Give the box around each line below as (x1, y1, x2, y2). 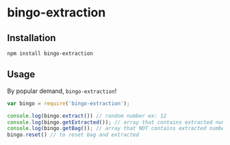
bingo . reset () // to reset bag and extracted (7, 131, 139, 138)
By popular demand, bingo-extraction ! (7, 87, 117, 95)
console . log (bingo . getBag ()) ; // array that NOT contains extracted (7, 125, 207, 132)
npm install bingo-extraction (7, 50, 94, 57)
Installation (7, 32, 56, 44)
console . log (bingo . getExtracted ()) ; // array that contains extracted (7, 118, 213, 126)
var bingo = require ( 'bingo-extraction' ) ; (7, 100, 130, 107)
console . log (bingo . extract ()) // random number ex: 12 (7, 112, 167, 119)
